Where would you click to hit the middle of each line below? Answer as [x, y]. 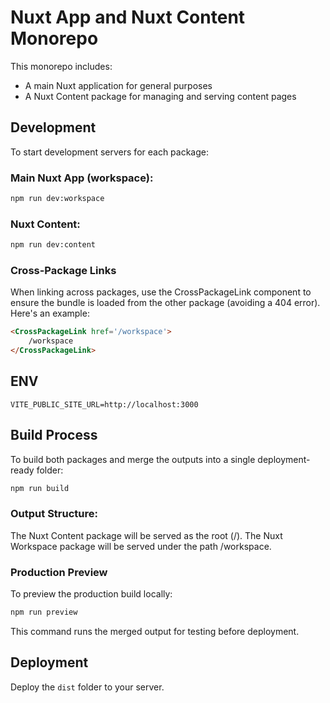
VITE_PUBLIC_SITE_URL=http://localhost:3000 [104, 404]
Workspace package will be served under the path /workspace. [141, 546]
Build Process [54, 435]
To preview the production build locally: [91, 594]
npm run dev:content [53, 245]
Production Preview [59, 572]
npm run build [40, 488]
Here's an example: [50, 313]
